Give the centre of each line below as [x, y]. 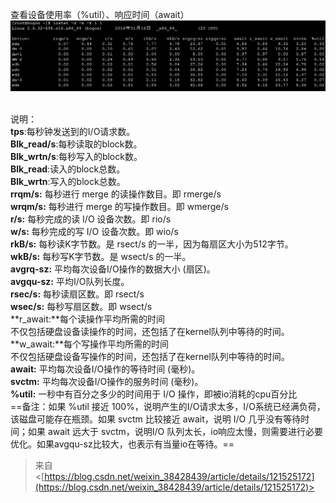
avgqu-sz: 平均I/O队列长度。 [70, 281]
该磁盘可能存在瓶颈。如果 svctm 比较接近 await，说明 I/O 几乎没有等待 [156, 419]
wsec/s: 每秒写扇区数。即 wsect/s [81, 306]
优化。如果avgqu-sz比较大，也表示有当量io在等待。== [122, 444]
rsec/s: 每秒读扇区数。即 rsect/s [77, 294]
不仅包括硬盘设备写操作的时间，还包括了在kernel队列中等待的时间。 [150, 356]
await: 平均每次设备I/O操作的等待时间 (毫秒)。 [105, 369]
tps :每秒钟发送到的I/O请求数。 [73, 131]
